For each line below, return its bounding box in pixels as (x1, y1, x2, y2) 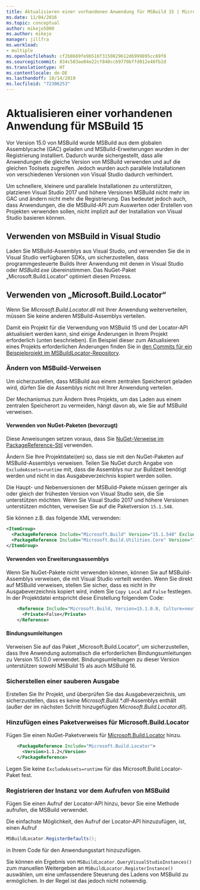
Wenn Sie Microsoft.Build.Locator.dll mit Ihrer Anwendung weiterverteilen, (6, 306, 187, 313)
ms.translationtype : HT (6, 64, 65, 70)
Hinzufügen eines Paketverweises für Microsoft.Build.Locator (6, 718, 189, 726)
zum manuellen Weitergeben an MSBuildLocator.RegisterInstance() (6, 864, 174, 871)
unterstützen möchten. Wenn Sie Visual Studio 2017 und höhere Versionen (6, 496, 189, 504)
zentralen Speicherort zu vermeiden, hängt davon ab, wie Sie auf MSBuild (6, 401, 187, 409)
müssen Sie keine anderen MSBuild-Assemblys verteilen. (6, 312, 146, 320)
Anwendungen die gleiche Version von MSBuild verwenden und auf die (6, 158, 181, 165)
